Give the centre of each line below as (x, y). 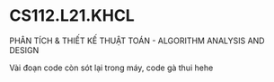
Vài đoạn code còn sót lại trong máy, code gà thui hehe (111, 68)
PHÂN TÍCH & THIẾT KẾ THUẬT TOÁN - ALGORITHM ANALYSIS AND (137, 41)
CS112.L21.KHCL (72, 16)
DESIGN (24, 50)
